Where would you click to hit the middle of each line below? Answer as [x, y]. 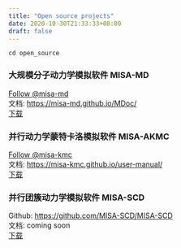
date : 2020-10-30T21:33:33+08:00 [65, 24]
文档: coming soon [39, 225]
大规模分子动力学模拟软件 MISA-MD [79, 76]
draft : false [30, 31]
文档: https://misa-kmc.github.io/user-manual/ [86, 164]
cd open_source [34, 54]
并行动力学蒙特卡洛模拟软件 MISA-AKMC [89, 137]
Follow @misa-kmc [41, 154]
